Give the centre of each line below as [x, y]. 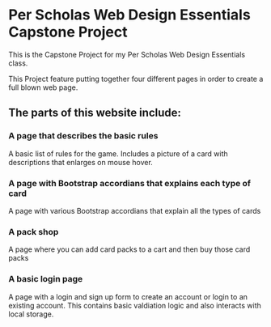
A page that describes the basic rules [83, 136]
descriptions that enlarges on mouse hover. [81, 162]
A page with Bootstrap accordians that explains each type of [130, 183]
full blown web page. [43, 87]
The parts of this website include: [95, 113]
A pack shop [34, 231]
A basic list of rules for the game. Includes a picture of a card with [118, 153]
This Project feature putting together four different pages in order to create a [136, 79]
